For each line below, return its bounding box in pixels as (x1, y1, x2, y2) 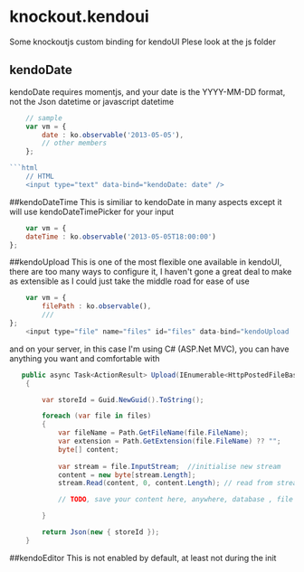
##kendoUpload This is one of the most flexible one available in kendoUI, (9, 257, 282, 267)
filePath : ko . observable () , (42, 302, 152, 311)
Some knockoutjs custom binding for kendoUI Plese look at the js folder (9, 36, 276, 47)
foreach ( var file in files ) (42, 411, 152, 421)
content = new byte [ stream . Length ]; (57, 470, 196, 480)
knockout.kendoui (9, 6, 149, 27)
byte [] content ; (57, 445, 119, 454)
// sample (25, 113, 63, 123)
